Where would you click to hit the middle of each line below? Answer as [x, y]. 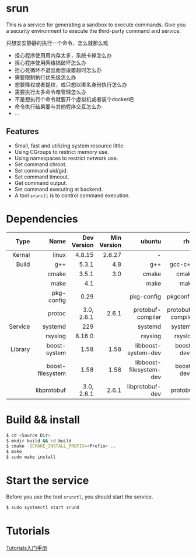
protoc [57, 313]
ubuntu [151, 241]
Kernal [21, 255]
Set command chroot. [41, 164]
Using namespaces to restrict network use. [66, 158]
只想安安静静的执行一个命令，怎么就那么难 [57, 43]
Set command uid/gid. [41, 170]
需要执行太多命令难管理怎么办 [50, 92]
